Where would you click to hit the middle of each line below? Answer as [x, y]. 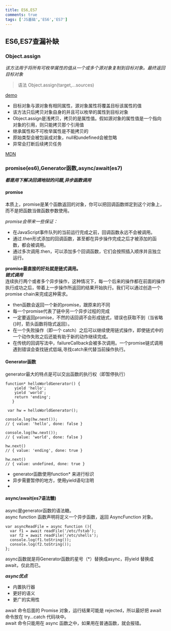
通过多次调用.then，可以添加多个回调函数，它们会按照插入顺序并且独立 [87, 251]
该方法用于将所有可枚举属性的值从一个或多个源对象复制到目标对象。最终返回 [85, 68]
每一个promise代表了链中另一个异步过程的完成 [61, 311]
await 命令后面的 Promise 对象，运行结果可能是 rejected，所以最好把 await [83, 610]
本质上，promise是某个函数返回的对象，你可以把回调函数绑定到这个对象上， [85, 204]
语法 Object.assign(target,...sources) [56, 85]
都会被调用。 [35, 245]
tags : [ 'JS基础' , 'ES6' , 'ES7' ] [36, 19]
